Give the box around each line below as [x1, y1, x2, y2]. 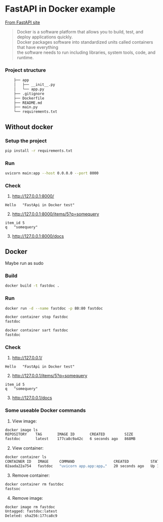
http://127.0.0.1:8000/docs [12, 233, 64, 239]
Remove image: [12, 495, 44, 501]
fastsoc [5, 486, 21, 491]
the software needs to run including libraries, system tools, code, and [16, 49, 156, 55]
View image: [12, 418, 37, 424]
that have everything [16, 44, 58, 50]
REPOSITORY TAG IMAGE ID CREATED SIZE [5, 432, 133, 437]
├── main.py [14, 105, 38, 110]
